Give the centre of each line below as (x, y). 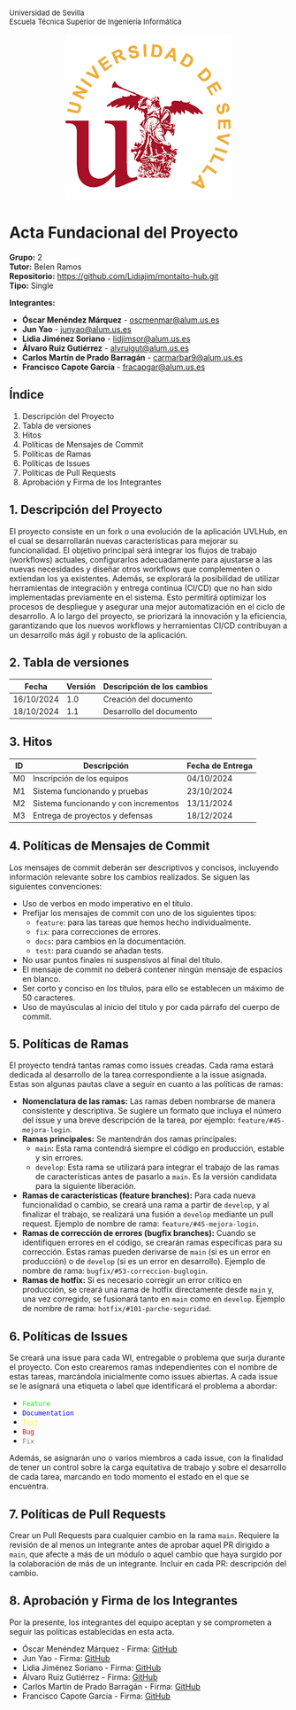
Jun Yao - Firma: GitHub (66, 1658)
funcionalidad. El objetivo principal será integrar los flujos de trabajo (133, 550)
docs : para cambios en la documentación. (110, 941)
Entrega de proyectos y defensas (92, 816)
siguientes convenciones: (56, 886)
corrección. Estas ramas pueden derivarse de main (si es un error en (146, 1252)
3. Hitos (31, 742)
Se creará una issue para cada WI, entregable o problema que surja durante (147, 1358)
